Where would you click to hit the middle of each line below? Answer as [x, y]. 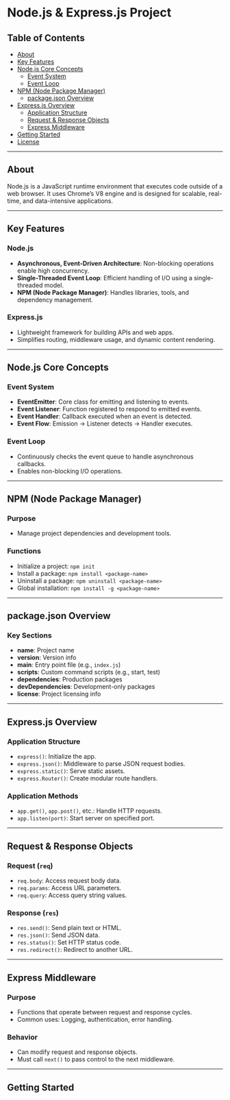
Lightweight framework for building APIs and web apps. [95, 332]
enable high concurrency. [53, 270]
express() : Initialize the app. [56, 757]
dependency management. [55, 300]
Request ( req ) [30, 866]
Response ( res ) [33, 913]
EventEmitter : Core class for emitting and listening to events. [103, 402]
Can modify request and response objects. [77, 1052]
